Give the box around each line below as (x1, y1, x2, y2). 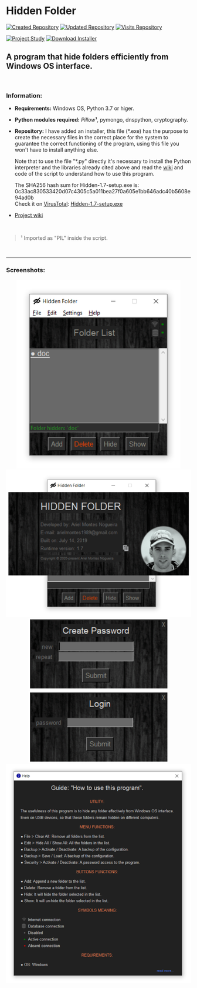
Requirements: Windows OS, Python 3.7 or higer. (14, 105, 135, 112)
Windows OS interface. (6, 61, 93, 71)
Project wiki (14, 212, 43, 219)
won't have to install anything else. (14, 146, 98, 153)
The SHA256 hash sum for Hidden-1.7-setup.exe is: (14, 182, 140, 189)
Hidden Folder (6, 4, 76, 18)
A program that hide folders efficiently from (6, 52, 169, 62)
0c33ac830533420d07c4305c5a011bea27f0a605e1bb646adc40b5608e (14, 188, 191, 195)
